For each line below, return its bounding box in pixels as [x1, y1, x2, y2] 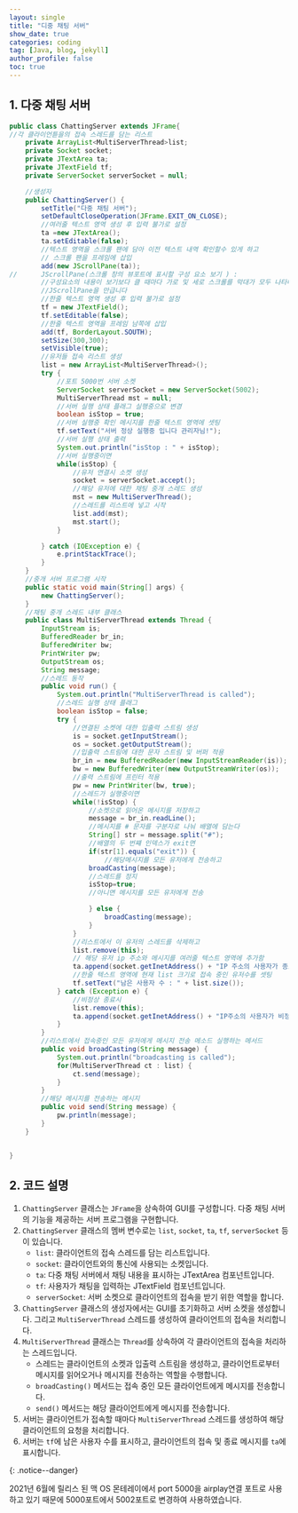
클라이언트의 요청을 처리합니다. [21, 1425, 130, 1436]
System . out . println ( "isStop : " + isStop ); [56, 443, 220, 452]
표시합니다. [21, 1447, 61, 1458]
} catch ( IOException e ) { [41, 542, 141, 551]
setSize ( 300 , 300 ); [41, 336, 109, 345]
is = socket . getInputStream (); [72, 732, 189, 741]
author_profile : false [9, 54, 93, 63]
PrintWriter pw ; [41, 649, 101, 658]
